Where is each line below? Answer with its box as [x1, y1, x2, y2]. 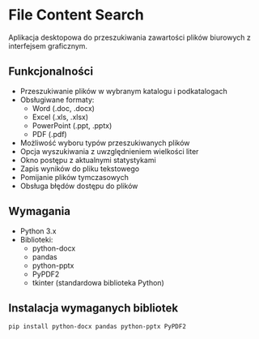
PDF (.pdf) [32, 129, 67, 139]
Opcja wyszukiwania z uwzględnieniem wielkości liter [19, 146, 199, 156]
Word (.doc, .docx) [32, 103, 96, 113]
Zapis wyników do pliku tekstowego [19, 164, 140, 174]
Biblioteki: [19, 234, 53, 244]
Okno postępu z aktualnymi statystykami [19, 155, 156, 165]
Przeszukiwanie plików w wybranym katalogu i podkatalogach [19, 86, 228, 96]
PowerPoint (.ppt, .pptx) [32, 120, 113, 131]
